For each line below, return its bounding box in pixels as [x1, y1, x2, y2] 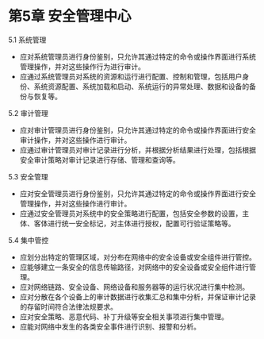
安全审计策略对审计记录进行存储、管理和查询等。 [19, 155, 180, 164]
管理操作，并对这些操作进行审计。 [19, 198, 132, 208]
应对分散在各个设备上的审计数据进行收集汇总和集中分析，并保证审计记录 [19, 291, 256, 302]
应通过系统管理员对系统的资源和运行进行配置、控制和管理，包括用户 [19, 71, 243, 81]
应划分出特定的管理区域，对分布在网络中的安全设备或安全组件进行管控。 [19, 252, 256, 262]
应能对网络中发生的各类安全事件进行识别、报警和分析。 [19, 322, 201, 331]
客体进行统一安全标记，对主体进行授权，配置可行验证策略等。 [33, 218, 235, 228]
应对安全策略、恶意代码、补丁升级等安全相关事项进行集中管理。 [19, 311, 228, 322]
